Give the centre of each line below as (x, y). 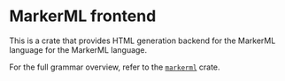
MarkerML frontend (83, 16)
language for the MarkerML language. (78, 49)
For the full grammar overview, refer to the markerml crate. (115, 67)
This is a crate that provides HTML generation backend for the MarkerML (142, 40)
